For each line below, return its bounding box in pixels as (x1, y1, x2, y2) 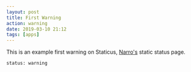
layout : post (6, 9, 40, 15)
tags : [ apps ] (6, 32, 40, 38)
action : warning (6, 20, 48, 26)
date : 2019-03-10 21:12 (6, 26, 67, 32)
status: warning (6, 60, 48, 67)
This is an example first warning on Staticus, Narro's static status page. (6, 48, 186, 56)
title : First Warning (6, 15, 62, 21)
